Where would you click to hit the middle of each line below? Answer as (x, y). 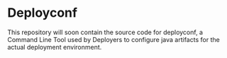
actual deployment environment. (55, 47)
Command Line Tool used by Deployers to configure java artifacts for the (113, 39)
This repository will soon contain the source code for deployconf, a (105, 32)
